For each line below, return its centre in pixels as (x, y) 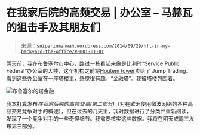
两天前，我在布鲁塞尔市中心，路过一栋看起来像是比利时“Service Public (93, 63)
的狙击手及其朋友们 (53, 28)
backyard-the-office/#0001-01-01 (62, 51)
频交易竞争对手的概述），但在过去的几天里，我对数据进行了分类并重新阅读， (99, 111)
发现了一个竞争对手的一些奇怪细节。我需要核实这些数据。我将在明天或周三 (98, 118)
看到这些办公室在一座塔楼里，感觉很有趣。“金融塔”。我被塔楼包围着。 (92, 78)
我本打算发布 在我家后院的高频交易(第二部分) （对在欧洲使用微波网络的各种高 (100, 103)
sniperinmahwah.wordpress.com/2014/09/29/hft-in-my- (104, 46)
